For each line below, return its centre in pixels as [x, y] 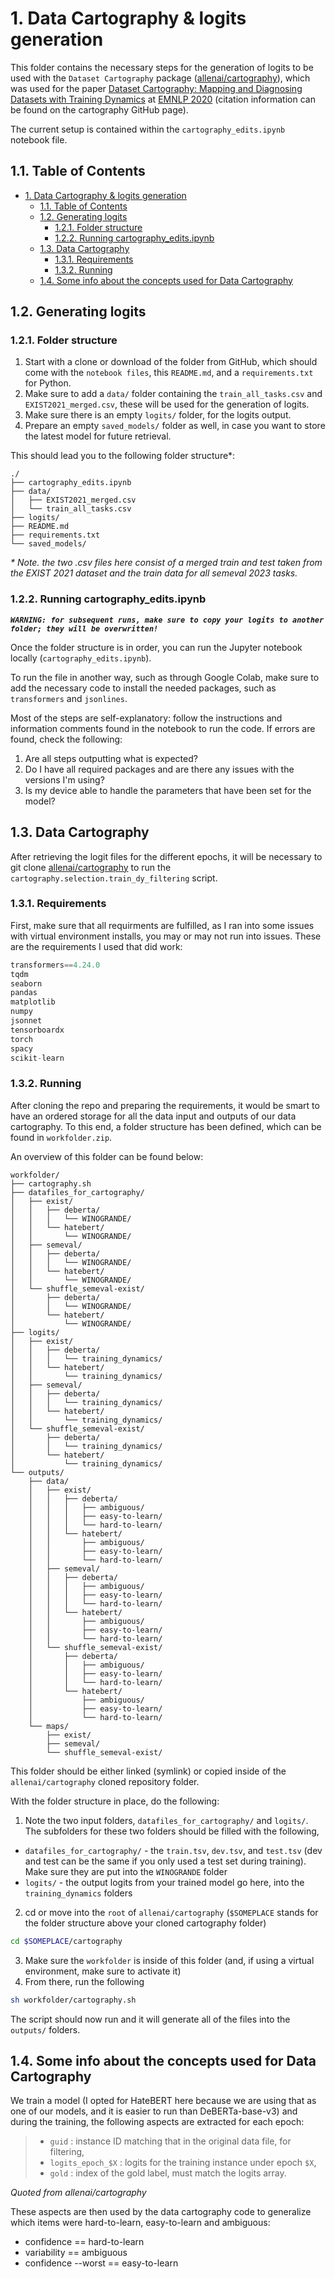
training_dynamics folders [78, 1893]
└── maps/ [49, 1726]
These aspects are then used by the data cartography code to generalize [161, 2212]
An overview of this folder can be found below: [107, 1156]
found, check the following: [66, 739]
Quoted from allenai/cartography [78, 2193]
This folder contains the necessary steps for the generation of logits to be [162, 67]
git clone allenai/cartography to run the [91, 867]
